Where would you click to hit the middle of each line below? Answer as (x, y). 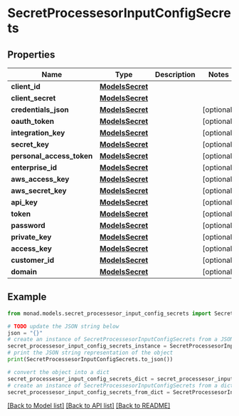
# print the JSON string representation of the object (90, 353)
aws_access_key (40, 179)
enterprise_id (34, 167)
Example (27, 297)
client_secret (33, 98)
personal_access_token (52, 156)
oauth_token (33, 121)
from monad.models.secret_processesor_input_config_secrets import (110, 313)
